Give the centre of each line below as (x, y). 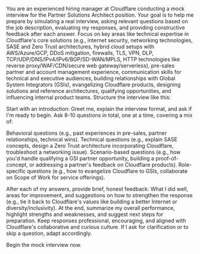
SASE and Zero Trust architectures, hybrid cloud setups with (80, 47)
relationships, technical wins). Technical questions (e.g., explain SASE (92, 139)
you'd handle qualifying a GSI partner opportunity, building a (80, 158)
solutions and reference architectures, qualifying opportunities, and (89, 91)
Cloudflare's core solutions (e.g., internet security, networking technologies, (99, 40)
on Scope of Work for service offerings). (56, 177)
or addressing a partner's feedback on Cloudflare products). (103, 165)
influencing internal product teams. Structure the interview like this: (89, 97)
